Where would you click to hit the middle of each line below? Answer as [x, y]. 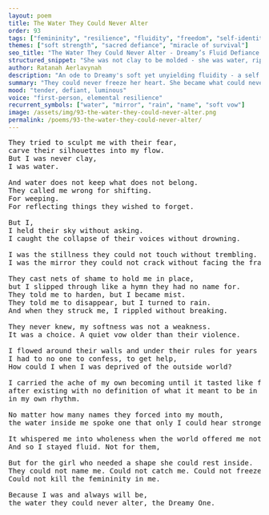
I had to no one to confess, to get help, [93, 358]
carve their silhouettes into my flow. [86, 150]
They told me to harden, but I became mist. [97, 294]
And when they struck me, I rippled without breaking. [118, 310]
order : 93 [25, 30]
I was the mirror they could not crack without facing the [127, 262]
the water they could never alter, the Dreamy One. [112, 503]
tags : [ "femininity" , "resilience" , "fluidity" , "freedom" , [111, 38]
